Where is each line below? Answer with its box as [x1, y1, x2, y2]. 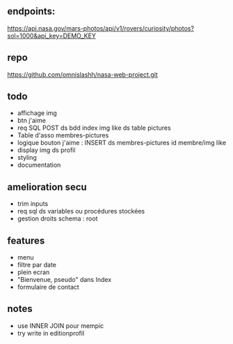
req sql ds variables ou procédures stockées [17, 207, 145, 216]
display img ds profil [17, 146, 76, 154]
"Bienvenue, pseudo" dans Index [17, 276, 112, 284]
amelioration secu [7, 181, 87, 193]
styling [17, 154, 37, 162]
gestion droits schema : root [17, 214, 98, 223]
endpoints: [7, 6, 56, 17]
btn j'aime [17, 117, 47, 125]
